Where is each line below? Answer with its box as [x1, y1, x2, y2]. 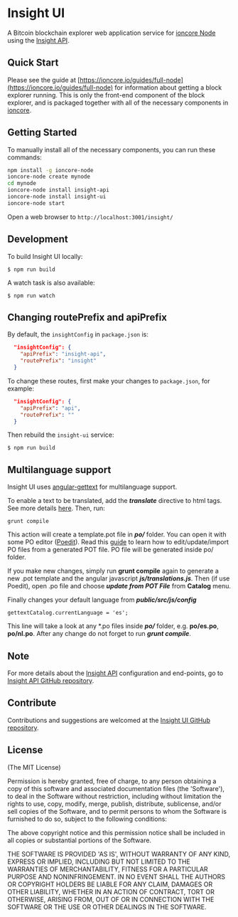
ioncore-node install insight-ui [7, 194, 107, 201]
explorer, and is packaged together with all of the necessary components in [7, 98, 229, 107]
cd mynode [7, 180, 37, 187]
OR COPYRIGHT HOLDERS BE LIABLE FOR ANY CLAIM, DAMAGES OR [7, 880, 213, 889]
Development [7, 233, 69, 245]
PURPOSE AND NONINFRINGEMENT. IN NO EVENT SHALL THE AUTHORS [7, 872, 226, 881]
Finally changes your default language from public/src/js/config [7, 595, 197, 604]
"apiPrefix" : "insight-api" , [20, 351, 107, 358]
